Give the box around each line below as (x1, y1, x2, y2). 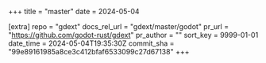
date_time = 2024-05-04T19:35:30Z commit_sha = (8, 39, 175, 48)
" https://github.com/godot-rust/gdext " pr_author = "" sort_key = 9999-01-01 (8, 31, 259, 39)
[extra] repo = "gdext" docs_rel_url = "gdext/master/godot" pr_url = (8, 22, 229, 31)
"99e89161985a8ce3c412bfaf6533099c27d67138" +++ (8, 47, 190, 56)
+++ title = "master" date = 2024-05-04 (8, 7, 141, 16)
